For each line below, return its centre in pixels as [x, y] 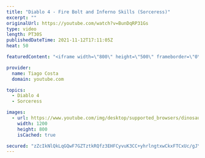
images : [16, 112]
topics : [16, 90]
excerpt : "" [21, 18]
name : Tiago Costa [35, 74]
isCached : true [37, 135]
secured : [17, 146]
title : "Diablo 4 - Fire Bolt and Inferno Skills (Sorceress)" [88, 12]
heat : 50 [17, 46]
